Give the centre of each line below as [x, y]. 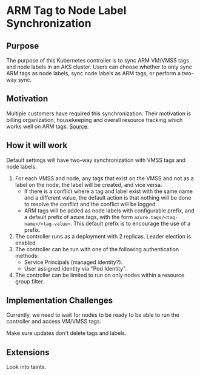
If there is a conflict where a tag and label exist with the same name [108, 191]
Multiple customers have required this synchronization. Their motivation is [99, 113]
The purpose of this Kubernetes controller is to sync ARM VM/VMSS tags [98, 60]
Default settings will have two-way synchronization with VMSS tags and [96, 160]
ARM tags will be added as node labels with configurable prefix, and [109, 211]
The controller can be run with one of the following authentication [97, 249]
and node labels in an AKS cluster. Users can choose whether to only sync [99, 67]
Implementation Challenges [60, 301]
